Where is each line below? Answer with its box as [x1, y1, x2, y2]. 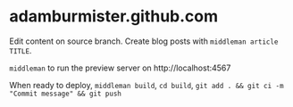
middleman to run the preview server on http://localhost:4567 [9, 62, 231, 73]
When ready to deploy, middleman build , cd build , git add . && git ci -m [9, 79, 284, 90]
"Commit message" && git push [9, 89, 122, 98]
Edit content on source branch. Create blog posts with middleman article [9, 36, 279, 46]
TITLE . [9, 45, 32, 55]
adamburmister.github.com [9, 6, 219, 27]
